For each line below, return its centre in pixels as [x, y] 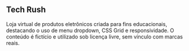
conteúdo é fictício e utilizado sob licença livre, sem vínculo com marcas [94, 36]
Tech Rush [26, 10]
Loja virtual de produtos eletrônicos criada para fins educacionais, [87, 24]
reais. [13, 43]
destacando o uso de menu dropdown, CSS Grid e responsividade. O [90, 30]
